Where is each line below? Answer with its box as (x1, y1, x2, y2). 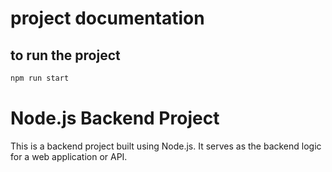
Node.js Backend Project (10, 107, 220, 130)
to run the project (10, 47, 121, 64)
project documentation (10, 7, 205, 30)
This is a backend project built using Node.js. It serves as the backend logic (10, 140, 322, 152)
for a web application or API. (10, 150, 128, 162)
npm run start (10, 73, 70, 83)
